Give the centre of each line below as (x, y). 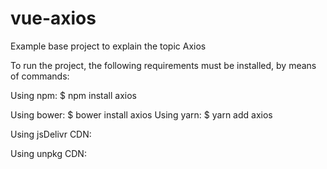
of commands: (40, 76)
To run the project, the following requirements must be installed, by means (163, 65)
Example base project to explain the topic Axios (108, 46)
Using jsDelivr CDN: (51, 134)
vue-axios (53, 18)
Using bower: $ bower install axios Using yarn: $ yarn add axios (141, 114)
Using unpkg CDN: (48, 153)
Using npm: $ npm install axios (73, 95)
